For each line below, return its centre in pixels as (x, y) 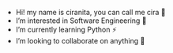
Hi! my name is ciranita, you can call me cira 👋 (90, 12)
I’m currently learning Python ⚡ (66, 29)
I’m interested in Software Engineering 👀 (81, 21)
